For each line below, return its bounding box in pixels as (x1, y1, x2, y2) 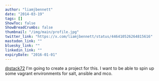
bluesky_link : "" (5, 43, 40, 48)
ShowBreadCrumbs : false (5, 25, 53, 30)
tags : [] (5, 16, 23, 21)
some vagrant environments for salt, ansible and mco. (5, 71, 113, 77)
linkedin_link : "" (5, 48, 42, 52)
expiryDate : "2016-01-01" (5, 52, 57, 57)
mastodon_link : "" (5, 39, 42, 44)
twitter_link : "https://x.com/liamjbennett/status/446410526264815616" (5, 34, 153, 39)
